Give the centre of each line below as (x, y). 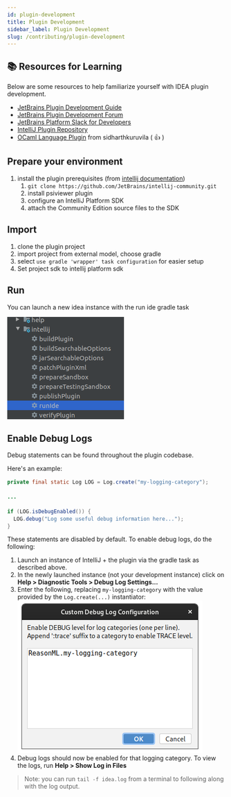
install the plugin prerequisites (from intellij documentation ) (101, 178)
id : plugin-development (41, 15)
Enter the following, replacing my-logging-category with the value (110, 590)
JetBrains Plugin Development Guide (70, 108)
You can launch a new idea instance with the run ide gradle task (98, 307)
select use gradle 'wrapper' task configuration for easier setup (110, 261)
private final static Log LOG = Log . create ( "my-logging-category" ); (108, 482)
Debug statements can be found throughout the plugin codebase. (101, 455)
